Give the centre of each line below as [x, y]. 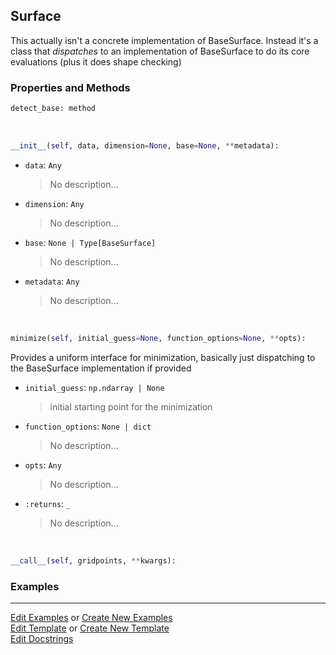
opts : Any [43, 465]
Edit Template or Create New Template [90, 628]
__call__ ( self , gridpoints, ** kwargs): [93, 560]
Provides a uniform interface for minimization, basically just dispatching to [163, 357]
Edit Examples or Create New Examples [91, 617]
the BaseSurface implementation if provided [101, 368]
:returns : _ [48, 503]
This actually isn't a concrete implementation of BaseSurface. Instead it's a [164, 40]
